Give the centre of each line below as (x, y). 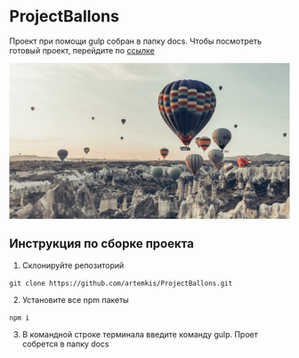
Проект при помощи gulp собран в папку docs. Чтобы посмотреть (136, 41)
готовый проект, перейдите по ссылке (82, 50)
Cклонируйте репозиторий (73, 265)
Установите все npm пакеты (75, 299)
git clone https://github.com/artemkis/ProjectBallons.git (121, 283)
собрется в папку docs (65, 344)
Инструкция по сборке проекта (101, 244)
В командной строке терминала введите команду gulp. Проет (140, 334)
